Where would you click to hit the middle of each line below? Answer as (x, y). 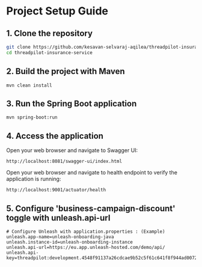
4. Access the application (55, 136)
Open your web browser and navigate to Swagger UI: (72, 150)
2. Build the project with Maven (66, 71)
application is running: (34, 179)
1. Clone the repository (50, 33)
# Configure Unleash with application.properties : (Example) (86, 232)
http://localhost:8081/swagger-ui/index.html (64, 161)
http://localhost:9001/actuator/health (56, 190)
